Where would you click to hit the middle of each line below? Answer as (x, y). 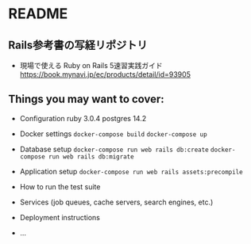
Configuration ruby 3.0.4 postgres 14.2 (83, 118)
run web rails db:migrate (91, 156)
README (38, 14)
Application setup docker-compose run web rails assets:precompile (131, 171)
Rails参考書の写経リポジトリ (78, 45)
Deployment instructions (60, 217)
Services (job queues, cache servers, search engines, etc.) (116, 202)
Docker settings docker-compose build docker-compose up (114, 133)
